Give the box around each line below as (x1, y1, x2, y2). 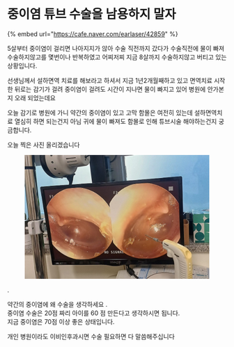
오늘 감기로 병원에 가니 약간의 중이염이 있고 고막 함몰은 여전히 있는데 (7, 108, 193, 117)
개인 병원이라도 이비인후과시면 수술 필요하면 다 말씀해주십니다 (7, 332, 175, 341)
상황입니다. (7, 61, 38, 70)
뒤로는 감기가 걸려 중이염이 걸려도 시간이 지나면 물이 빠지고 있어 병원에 (14, 85, 206, 93)
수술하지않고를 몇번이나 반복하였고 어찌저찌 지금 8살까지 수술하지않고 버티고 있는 (7, 53, 227, 61)
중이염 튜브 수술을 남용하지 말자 (7, 6, 176, 22)
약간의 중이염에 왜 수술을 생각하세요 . (7, 300, 108, 309)
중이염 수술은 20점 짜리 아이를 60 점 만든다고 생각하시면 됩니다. (7, 309, 180, 317)
